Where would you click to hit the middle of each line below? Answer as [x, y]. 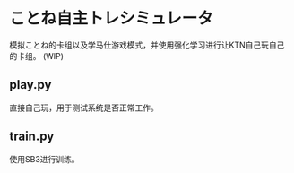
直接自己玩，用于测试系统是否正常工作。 [84, 108]
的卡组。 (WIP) [37, 56]
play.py [30, 85]
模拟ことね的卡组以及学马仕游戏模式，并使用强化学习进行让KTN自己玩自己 [147, 45]
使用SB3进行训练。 [44, 159]
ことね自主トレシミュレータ [111, 18]
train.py [32, 137]
